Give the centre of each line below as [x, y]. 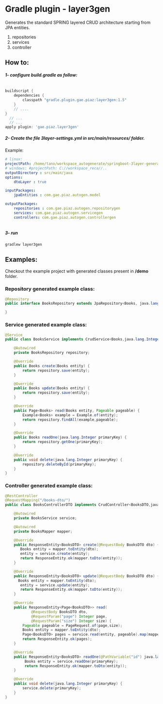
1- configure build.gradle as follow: [41, 75]
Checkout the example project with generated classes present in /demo [77, 271]
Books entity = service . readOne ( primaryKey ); [71, 661]
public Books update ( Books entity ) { [52, 388]
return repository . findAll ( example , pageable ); [70, 420]
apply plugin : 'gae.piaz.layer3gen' [42, 127]
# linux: [14, 159]
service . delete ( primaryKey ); [52, 688]
